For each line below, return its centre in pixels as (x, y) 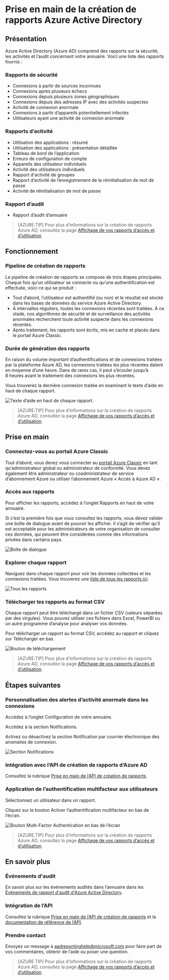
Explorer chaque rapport (36, 562)
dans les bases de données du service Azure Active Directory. (77, 303)
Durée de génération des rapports (47, 348)
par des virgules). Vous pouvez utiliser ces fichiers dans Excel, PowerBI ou (83, 618)
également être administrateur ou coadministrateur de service (70, 473)
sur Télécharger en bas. (30, 639)
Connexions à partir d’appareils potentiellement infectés (71, 113)
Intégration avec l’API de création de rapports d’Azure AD (76, 765)
